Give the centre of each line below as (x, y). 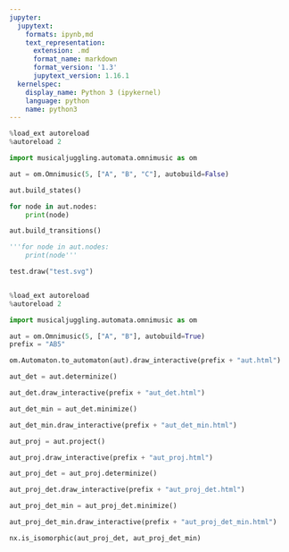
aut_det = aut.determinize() (63, 377)
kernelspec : (40, 84)
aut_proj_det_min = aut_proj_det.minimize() (93, 506)
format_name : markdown (75, 59)
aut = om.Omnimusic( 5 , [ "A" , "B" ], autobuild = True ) (107, 336)
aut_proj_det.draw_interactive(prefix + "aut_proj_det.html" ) (127, 490)
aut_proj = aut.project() (57, 441)
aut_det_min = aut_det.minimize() (74, 409)
